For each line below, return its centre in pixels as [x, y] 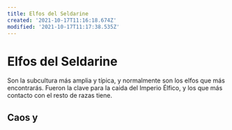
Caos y [23, 117]
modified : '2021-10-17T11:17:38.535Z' [63, 27]
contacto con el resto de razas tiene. [60, 96]
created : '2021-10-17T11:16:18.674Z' [62, 20]
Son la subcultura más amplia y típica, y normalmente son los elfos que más [116, 80]
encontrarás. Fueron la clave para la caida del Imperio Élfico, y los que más [115, 88]
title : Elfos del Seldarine [48, 14]
